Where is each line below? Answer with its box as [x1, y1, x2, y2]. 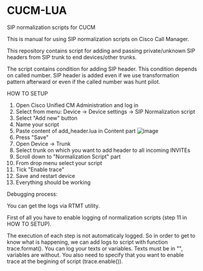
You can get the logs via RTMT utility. [7, 202, 101, 209]
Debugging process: [7, 190, 58, 197]
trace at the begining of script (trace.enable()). [7, 258, 123, 265]
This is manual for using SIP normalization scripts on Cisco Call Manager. [7, 35, 190, 42]
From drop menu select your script [15, 159, 102, 166]
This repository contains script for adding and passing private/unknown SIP [7, 47, 196, 54]
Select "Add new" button [15, 114, 78, 122]
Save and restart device [15, 172, 75, 179]
